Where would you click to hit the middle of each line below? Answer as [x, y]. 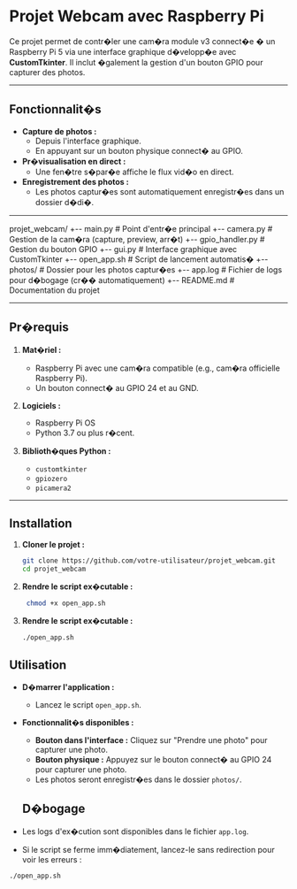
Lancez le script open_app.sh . [88, 704]
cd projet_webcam [54, 569]
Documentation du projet [54, 290]
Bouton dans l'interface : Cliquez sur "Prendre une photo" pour [151, 740]
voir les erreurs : [52, 859]
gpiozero [51, 479]
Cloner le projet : [53, 545]
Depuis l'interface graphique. [88, 141]
